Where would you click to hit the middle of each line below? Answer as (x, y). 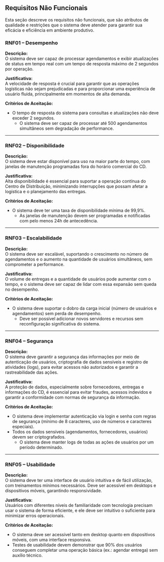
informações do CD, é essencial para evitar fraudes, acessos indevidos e (79, 392)
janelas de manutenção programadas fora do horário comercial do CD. (76, 167)
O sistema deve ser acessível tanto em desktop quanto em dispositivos (83, 535)
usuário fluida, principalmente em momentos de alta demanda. (68, 94)
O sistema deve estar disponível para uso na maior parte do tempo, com (78, 161)
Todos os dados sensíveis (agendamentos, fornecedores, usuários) (80, 432)
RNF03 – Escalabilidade (34, 238)
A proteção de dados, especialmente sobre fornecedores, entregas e (74, 387)
